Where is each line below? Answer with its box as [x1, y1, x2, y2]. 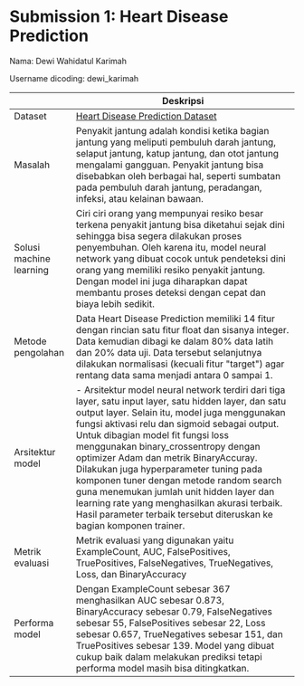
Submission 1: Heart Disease [9, 6, 229, 27]
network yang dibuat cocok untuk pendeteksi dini [75, 252, 287, 264]
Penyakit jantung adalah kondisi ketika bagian [75, 124, 270, 137]
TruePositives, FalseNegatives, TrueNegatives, [75, 557, 274, 569]
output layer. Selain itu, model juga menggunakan [75, 405, 287, 418]
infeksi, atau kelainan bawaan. [75, 192, 204, 205]
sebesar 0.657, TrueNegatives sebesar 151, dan [75, 627, 283, 640]
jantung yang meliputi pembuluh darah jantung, [75, 136, 276, 148]
